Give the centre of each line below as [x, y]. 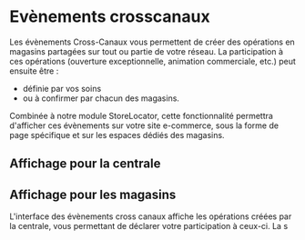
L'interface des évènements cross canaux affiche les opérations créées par [151, 216]
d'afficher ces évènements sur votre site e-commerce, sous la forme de [144, 125]
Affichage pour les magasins [93, 194]
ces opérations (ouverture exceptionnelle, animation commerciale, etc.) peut [152, 61]
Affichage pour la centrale [85, 164]
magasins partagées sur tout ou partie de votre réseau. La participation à [147, 51]
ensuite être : [34, 71]
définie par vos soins [62, 88]
